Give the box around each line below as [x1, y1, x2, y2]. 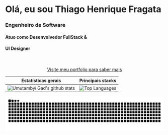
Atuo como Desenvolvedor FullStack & [5, 34, 87, 40]
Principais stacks [79, 78, 117, 84]
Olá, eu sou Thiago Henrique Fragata [5, 4, 161, 15]
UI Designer [5, 45, 31, 51]
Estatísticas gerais [21, 78, 61, 84]
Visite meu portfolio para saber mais [47, 66, 122, 73]
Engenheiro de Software [5, 22, 66, 29]
